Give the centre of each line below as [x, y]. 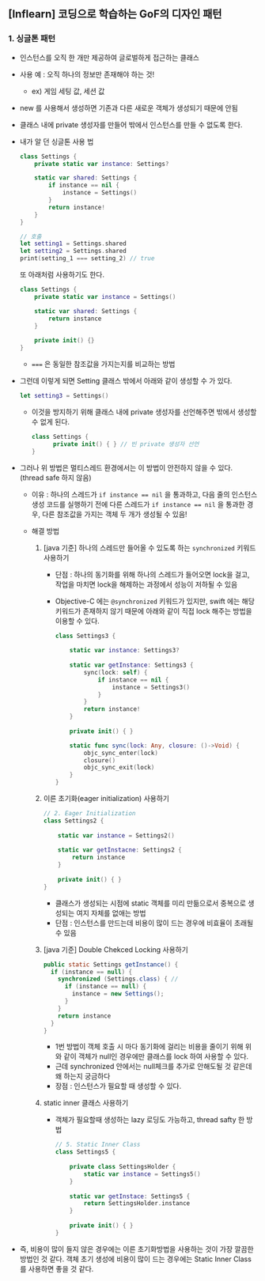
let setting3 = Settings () [64, 396]
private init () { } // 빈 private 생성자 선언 [126, 444]
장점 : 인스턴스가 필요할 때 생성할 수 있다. [118, 1086]
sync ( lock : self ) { [115, 672]
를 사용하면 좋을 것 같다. [57, 1268]
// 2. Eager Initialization [89, 814]
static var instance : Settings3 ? [124, 651]
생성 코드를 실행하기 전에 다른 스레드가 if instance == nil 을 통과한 [138, 504]
